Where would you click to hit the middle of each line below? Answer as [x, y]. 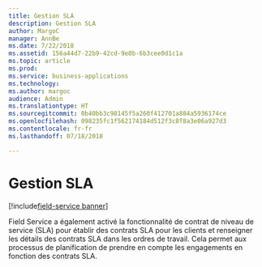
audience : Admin [36, 99]
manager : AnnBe [34, 38]
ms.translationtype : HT [49, 106]
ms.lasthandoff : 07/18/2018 [56, 136]
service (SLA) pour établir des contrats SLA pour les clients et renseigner [131, 230]
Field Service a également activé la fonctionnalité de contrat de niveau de [131, 221]
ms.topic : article [39, 61]
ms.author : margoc [39, 91]
